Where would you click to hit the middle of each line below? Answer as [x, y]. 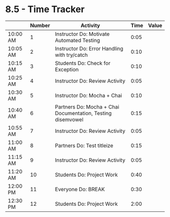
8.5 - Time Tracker [45, 9]
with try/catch [71, 55]
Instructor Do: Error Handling [89, 48]
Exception [67, 69]
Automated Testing [77, 40]
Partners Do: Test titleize [84, 146]
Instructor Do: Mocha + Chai [89, 95]
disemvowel [69, 119]
